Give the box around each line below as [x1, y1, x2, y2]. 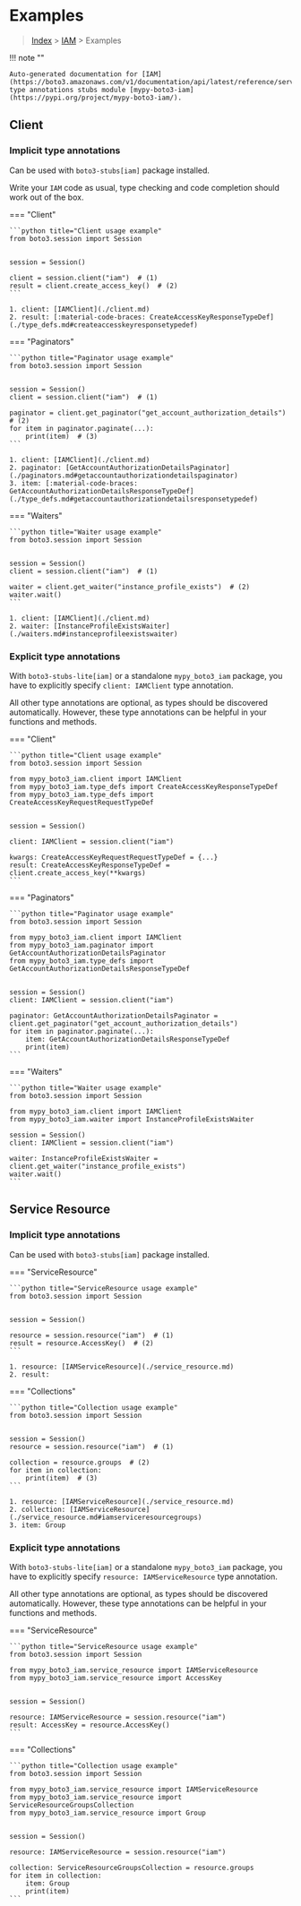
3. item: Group [9, 1520, 66, 1530]
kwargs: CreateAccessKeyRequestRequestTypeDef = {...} [9, 853, 219, 862]
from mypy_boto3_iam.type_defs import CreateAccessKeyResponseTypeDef [9, 782, 279, 791]
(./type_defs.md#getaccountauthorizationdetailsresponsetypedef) [9, 494, 258, 503]
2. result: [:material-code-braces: [9, 313, 146, 322]
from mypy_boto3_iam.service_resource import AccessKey [9, 1673, 222, 1682]
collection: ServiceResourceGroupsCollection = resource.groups [9, 1863, 254, 1872]
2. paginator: [9, 463, 63, 472]
